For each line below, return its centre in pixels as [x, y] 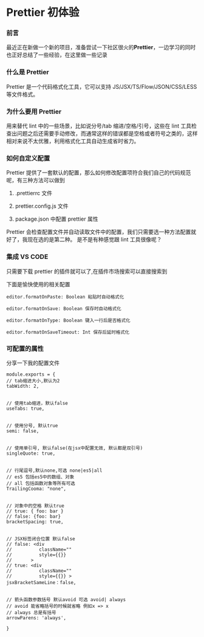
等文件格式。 [22, 94]
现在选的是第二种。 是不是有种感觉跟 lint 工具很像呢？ [94, 239]
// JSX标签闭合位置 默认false [41, 539]
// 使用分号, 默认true [32, 425]
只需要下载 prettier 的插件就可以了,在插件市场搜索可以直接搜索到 [87, 271]
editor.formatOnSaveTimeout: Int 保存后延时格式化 [68, 332]
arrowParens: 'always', [36, 618]
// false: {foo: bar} [34, 516]
